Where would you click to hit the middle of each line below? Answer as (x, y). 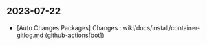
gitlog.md (30, 35)
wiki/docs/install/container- (162, 27)
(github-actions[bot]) (75, 35)
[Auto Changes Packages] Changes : (69, 27)
